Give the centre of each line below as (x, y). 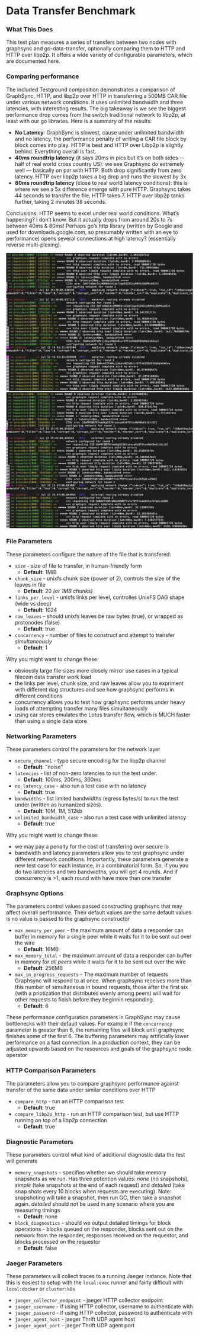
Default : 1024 (40, 610)
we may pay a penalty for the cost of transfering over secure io (92, 847)
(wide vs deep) (33, 603)
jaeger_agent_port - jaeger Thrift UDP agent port (75, 1326)
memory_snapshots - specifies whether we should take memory (91, 1173)
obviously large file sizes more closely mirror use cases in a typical (97, 670)
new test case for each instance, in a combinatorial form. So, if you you (102, 866)
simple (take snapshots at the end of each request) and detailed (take (100, 1185)
